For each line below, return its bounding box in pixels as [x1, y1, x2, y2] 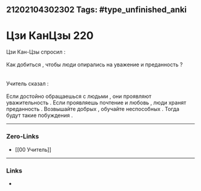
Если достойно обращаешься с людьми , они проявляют [6, 93, 152, 100]
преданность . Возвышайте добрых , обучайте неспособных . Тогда [6, 106, 179, 113]
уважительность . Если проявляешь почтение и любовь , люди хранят [6, 99, 187, 106]
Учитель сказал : [6, 80, 49, 87]
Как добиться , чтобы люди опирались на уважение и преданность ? [6, 61, 183, 68]
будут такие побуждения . [6, 112, 73, 119]
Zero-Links [6, 133, 39, 141]
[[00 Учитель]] [14, 146, 52, 153]
